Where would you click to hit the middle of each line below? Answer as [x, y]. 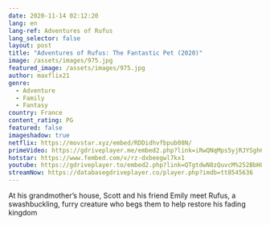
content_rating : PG [41, 121]
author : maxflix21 [39, 76]
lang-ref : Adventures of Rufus [61, 31]
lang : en [23, 23]
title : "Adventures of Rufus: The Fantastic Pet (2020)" [106, 53]
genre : [19, 83]
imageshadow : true [39, 135]
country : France [35, 113]
